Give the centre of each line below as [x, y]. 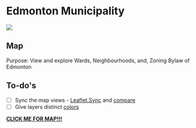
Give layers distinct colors [47, 106]
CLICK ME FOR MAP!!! [34, 118]
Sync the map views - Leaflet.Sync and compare [75, 100]
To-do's [21, 86]
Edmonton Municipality [65, 11]
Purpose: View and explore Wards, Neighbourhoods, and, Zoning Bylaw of [98, 60]
